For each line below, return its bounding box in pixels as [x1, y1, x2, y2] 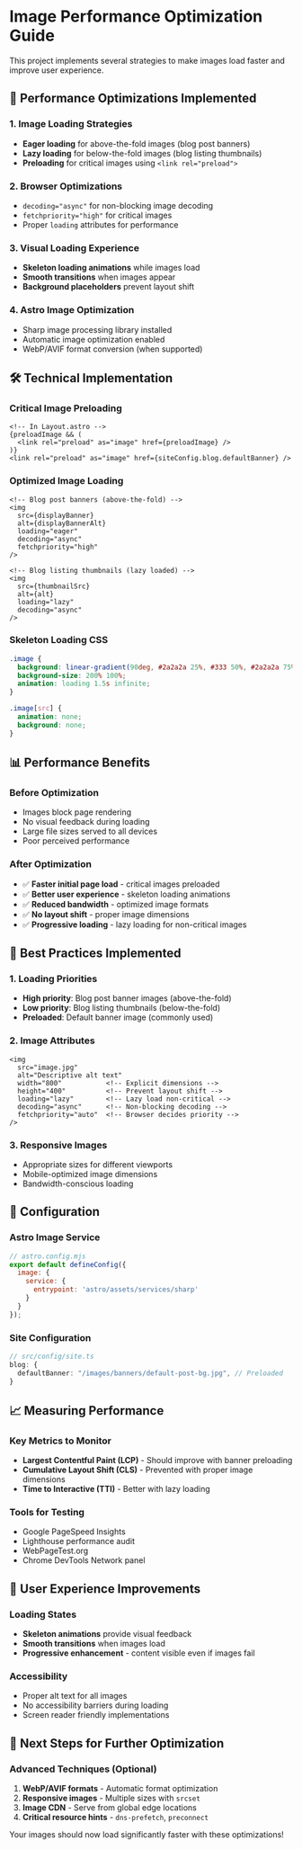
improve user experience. [9, 65, 104, 76]
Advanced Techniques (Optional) [9, 1763, 157, 1775]
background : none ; [17, 720, 87, 729]
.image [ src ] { [9, 704, 63, 713]
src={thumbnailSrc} [17, 582, 91, 591]
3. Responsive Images [9, 1139, 108, 1151]
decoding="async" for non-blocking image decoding [22, 200, 214, 210]
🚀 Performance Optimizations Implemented [9, 91, 257, 106]
